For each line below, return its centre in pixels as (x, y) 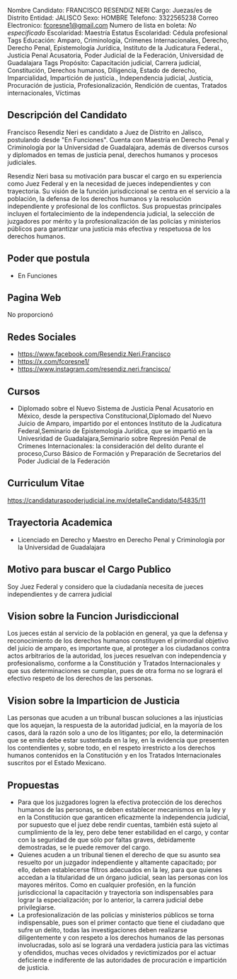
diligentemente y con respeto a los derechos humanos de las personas (121, 937)
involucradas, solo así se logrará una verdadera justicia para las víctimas (123, 945)
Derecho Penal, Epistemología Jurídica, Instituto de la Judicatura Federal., (115, 48)
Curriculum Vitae (46, 483)
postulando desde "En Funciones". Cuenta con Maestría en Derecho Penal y (118, 139)
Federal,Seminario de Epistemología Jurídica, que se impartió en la (115, 431)
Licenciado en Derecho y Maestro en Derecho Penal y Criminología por (121, 539)
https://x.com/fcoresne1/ (53, 362)
